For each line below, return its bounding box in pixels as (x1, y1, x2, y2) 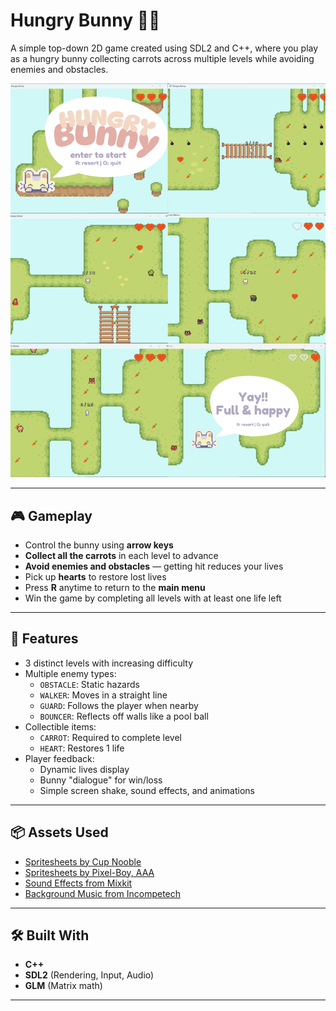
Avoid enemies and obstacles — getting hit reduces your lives (24, 560, 284, 573)
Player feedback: (24, 752, 95, 764)
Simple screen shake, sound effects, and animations (39, 784, 255, 796)
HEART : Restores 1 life (39, 742, 125, 754)
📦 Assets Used (10, 824, 109, 841)
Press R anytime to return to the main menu (24, 582, 206, 594)
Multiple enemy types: (24, 667, 117, 679)
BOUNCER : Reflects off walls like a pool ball (39, 710, 209, 722)
